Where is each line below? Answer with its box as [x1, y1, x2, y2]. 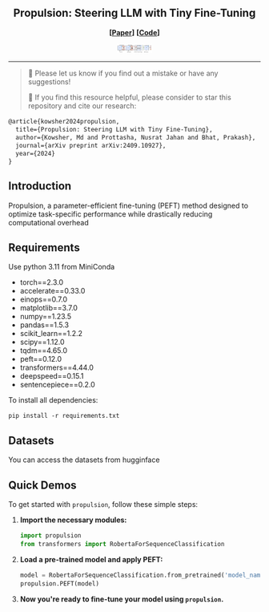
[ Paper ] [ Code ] [109, 27, 160, 37]
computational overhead [8, 217, 90, 227]
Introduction [8, 180, 72, 193]
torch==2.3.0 [19, 278, 64, 287]
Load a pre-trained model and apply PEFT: [19, 554, 163, 564]
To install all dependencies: [8, 395, 98, 405]
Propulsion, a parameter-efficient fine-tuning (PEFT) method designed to [8, 201, 249, 210]
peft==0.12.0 [19, 355, 62, 364]
